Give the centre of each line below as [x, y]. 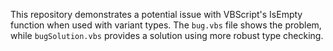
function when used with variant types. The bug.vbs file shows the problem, [166, 25]
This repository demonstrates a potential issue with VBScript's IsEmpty [156, 14]
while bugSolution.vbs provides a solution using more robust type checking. [167, 35]
